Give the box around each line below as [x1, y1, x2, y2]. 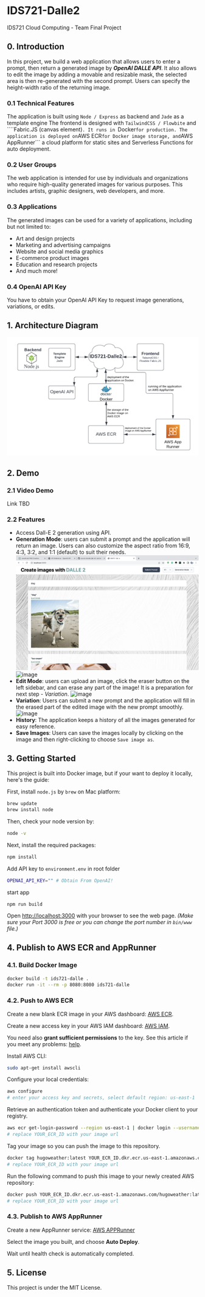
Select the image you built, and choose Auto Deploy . [7, 1238, 140, 1245]
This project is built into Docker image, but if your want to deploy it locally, [7, 770, 193, 777]
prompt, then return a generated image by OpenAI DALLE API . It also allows [7, 64, 197, 71]
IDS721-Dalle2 [7, 4, 80, 18]
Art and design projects [15, 234, 75, 242]
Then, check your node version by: [7, 818, 95, 825]
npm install [7, 854, 37, 861]
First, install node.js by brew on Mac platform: [7, 788, 120, 795]
